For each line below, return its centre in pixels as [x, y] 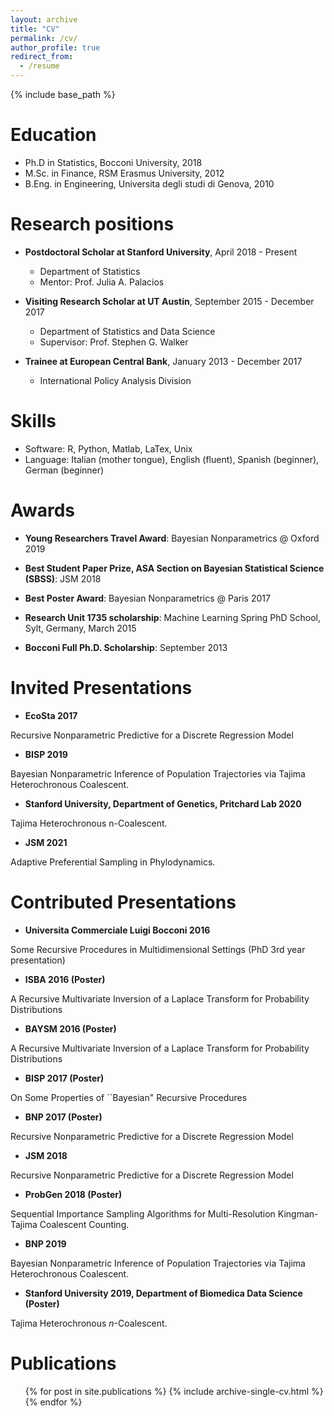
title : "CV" [35, 29]
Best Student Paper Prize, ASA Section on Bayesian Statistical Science [174, 568]
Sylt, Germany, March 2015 [80, 628]
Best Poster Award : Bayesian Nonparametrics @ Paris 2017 [147, 598]
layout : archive [44, 19]
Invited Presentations [101, 687]
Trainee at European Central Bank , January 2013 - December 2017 [163, 361]
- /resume [39, 66]
